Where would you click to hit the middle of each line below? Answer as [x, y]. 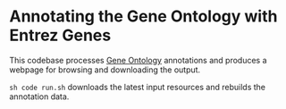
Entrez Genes [60, 35]
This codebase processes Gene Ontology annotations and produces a [138, 60]
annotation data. [39, 96]
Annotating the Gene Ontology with [143, 17]
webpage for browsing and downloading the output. [105, 70]
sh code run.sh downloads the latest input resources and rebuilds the [138, 87]
